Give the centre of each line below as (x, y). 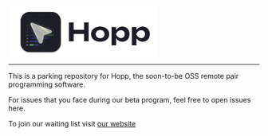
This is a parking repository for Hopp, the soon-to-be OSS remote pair (124, 76)
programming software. (47, 84)
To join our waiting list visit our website (72, 124)
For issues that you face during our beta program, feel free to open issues (130, 100)
